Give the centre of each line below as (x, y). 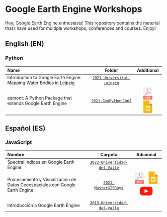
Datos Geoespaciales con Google (41, 185)
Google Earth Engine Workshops (74, 9)
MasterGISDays (109, 188)
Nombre (16, 155)
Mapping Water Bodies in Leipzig (41, 83)
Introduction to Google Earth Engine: (44, 78)
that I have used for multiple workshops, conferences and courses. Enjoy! (81, 28)
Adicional (146, 155)
